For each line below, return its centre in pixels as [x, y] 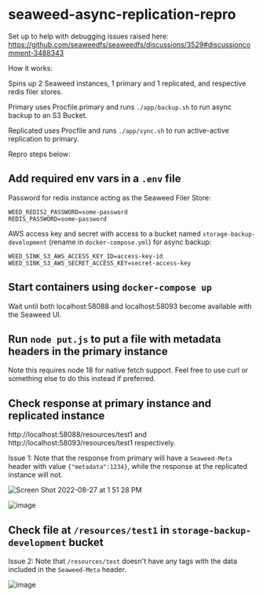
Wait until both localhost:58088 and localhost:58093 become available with [130, 306]
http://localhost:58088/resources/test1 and [77, 434]
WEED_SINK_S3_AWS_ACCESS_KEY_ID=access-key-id [86, 256]
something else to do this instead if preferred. [82, 379]
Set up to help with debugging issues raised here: [88, 36]
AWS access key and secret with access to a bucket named [105, 233]
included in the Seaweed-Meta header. [68, 570]
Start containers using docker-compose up [110, 287]
